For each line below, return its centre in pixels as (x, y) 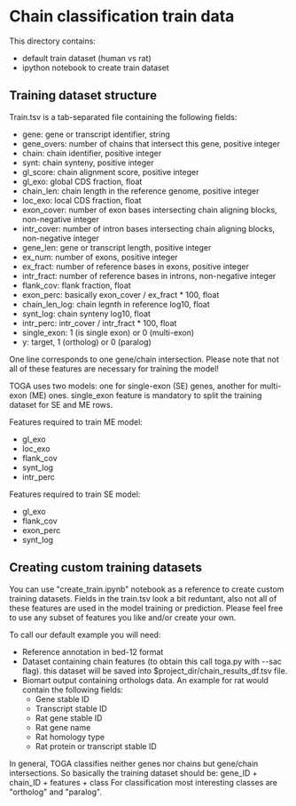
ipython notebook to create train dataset (96, 68)
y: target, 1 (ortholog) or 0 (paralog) (87, 342)
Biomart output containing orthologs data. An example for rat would (145, 680)
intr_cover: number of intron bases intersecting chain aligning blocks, (148, 228)
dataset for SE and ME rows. (61, 404)
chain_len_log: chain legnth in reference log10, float (116, 304)
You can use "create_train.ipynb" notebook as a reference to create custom (147, 589)
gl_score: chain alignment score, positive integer (110, 172)
